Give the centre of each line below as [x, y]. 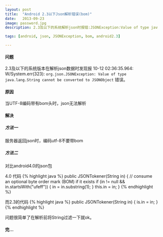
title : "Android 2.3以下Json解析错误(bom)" [49, 14]
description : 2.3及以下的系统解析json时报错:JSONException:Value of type [77, 28]
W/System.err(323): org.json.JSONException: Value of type [66, 74]
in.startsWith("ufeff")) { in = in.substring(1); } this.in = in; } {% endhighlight [79, 186]
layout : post [18, 9]
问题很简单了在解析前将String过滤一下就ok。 [50, 217]
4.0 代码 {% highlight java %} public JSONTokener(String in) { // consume [79, 176]
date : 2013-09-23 [25, 18]
